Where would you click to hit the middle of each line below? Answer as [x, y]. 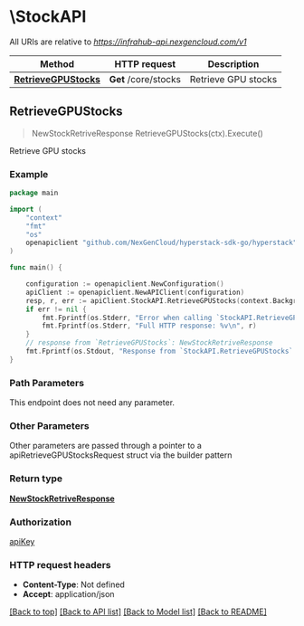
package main [34, 193]
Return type [36, 479]
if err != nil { [57, 309]
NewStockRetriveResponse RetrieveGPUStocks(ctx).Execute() [147, 133]
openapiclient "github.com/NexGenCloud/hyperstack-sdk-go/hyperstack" [161, 243]
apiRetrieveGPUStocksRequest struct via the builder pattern [121, 455]
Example [29, 174]
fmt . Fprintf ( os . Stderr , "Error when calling [127, 318]
